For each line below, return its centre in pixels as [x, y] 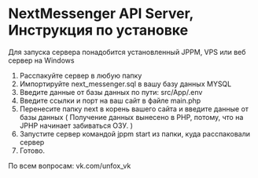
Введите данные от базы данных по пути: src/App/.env [111, 92]
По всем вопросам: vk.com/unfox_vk [70, 165]
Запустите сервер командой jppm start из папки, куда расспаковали [135, 133]
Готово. [32, 151]
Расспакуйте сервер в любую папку [81, 75]
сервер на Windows [41, 60]
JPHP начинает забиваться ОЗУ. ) [76, 125]
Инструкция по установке [98, 30]
